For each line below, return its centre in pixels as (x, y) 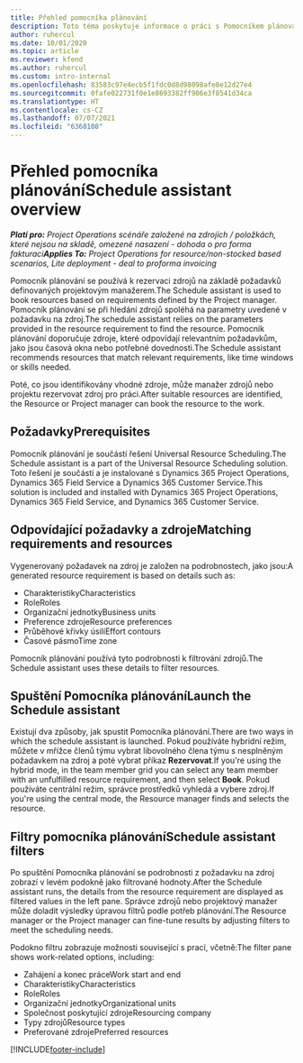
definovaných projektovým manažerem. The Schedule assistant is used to (146, 290)
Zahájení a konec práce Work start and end (102, 975)
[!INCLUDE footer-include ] (58, 1049)
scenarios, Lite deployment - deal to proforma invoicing (113, 263)
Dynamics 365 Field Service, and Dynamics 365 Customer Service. (135, 501)
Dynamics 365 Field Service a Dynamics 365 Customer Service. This (137, 482)
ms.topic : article (45, 51)
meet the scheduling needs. (62, 930)
